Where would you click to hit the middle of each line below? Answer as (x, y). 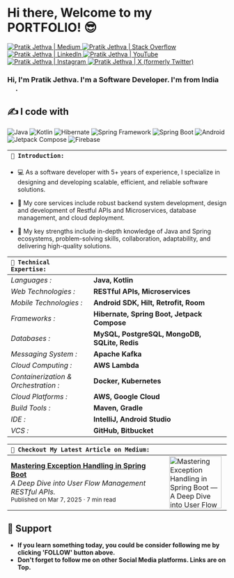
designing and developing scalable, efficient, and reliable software (112, 182)
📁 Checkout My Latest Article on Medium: (80, 449)
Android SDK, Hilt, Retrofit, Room (149, 303)
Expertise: (29, 269)
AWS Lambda (116, 365)
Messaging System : (44, 354)
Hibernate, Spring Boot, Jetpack (148, 314)
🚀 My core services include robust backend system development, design (122, 202)
